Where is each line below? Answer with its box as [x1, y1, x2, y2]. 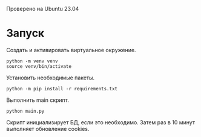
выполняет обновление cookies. [6, 125, 90, 132]
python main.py [6, 108, 45, 114]
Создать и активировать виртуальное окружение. [6, 46, 136, 53]
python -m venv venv [6, 58, 59, 64]
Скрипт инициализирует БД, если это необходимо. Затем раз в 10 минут [6, 118, 196, 126]
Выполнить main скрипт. [6, 96, 70, 104]
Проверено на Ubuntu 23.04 [6, 5, 79, 12]
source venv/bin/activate [6, 63, 71, 69]
